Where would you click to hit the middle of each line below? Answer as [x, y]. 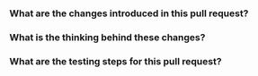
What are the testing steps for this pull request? [116, 61]
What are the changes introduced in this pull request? [129, 13]
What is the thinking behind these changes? [107, 37]
